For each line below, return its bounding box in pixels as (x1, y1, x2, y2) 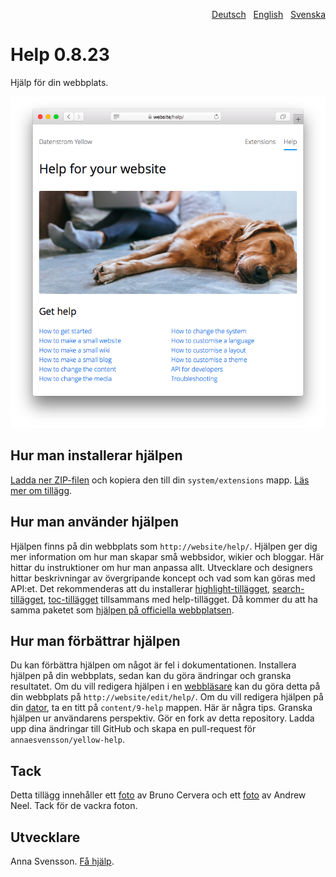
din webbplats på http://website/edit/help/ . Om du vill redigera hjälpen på (10, 691, 324, 703)
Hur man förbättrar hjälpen (10, 632, 181, 649)
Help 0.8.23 (10, 44, 110, 66)
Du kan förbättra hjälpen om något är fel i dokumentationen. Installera (10, 659, 297, 671)
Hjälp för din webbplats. (10, 76, 109, 88)
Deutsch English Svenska (211, 9, 326, 20)
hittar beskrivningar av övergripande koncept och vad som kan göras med (10, 572, 316, 584)
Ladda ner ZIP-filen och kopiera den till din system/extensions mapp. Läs (10, 474, 310, 486)
